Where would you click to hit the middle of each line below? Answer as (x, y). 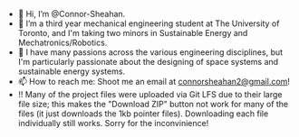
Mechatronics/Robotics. (63, 42)
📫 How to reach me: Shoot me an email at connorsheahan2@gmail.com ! (154, 82)
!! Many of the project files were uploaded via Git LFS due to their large (150, 94)
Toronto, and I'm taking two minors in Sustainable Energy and (133, 33)
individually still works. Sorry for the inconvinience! (113, 123)
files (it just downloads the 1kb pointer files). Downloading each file (143, 114)
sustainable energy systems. (71, 71)
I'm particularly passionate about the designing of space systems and (148, 62)
